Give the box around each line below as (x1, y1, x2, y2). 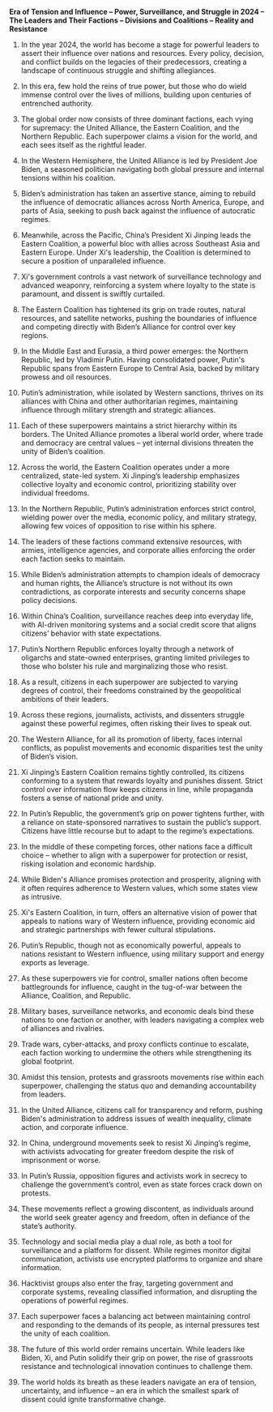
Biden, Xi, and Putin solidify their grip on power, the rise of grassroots (20, 1353, 254, 1363)
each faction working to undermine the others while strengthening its (20, 1048, 252, 1057)
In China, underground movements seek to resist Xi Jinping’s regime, (20, 1138, 251, 1148)
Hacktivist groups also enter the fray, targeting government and (20, 1278, 233, 1288)
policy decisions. (20, 596, 78, 605)
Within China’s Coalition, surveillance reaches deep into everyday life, (20, 611, 254, 621)
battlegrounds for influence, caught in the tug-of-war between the (20, 982, 242, 991)
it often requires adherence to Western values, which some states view (20, 884, 258, 892)
